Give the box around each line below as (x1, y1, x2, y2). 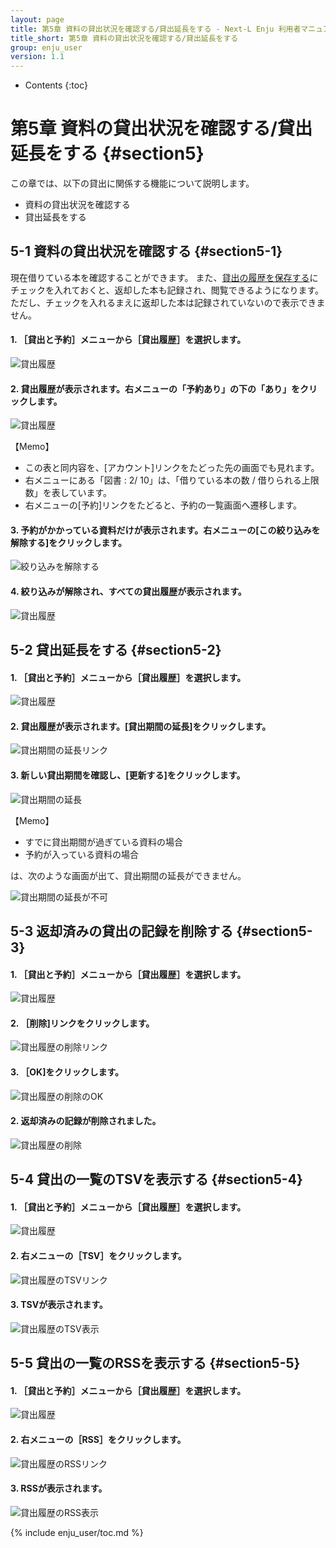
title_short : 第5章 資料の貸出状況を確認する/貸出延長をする (10, 33, 239, 43)
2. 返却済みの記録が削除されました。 (10, 1115, 162, 1127)
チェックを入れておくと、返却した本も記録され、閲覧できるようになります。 (10, 284, 325, 296)
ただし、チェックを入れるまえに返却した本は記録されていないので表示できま (10, 296, 326, 308)
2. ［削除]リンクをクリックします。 (10, 1017, 155, 1029)
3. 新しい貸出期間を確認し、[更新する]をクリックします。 (10, 769, 246, 781)
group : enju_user (10, 42, 83, 53)
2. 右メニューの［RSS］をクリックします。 (10, 1434, 187, 1446)
